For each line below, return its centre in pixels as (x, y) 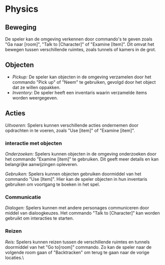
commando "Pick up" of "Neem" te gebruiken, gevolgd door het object (84, 82)
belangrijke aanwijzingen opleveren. (42, 164)
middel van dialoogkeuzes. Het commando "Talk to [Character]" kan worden (82, 213)
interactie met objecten (34, 143)
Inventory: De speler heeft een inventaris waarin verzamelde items (80, 93)
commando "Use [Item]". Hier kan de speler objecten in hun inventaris (76, 179)
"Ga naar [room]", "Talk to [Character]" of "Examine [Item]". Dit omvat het (80, 44)
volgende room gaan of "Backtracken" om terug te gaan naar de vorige (77, 252)
